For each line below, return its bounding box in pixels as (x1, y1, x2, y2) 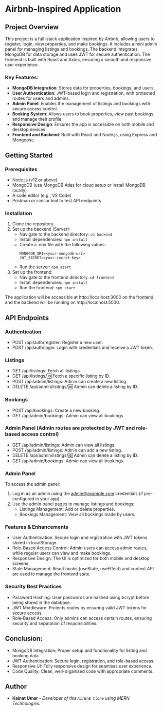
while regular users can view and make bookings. (12, 550, 112, 556)
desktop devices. (12, 127, 47, 132)
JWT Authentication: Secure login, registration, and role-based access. (12, 658, 155, 664)
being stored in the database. (12, 600, 72, 605)
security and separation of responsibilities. (12, 620, 98, 626)
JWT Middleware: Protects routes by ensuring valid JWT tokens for (12, 604, 147, 610)
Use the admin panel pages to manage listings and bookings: (12, 501, 135, 507)
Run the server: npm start (19, 264, 72, 270)
